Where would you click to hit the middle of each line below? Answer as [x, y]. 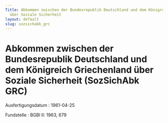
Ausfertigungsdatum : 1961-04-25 [40, 105]
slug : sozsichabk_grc [28, 24]
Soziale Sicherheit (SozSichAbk [72, 81]
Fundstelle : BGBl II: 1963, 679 [36, 115]
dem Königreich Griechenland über [79, 70]
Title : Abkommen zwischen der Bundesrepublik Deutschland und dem [76, 10]
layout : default [22, 19]
